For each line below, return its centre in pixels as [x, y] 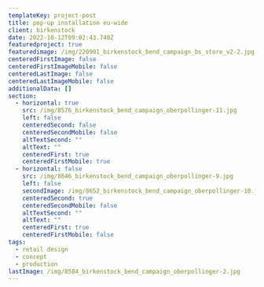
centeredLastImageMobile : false [61, 81]
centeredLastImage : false [50, 74]
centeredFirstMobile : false [68, 235]
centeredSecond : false [59, 125]
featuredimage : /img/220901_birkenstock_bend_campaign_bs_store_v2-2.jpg [132, 52]
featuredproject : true [45, 45]
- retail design [42, 249]
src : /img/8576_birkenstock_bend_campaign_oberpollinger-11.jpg [130, 111]
